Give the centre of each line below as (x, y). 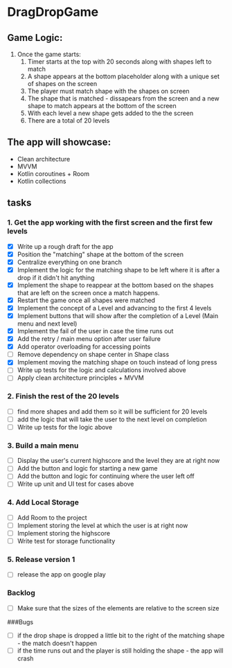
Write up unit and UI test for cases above (75, 484)
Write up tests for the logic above (65, 427)
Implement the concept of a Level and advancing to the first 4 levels (114, 308)
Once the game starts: (49, 54)
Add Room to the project (52, 518)
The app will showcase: (59, 142)
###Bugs (20, 622)
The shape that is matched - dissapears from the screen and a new (123, 98)
